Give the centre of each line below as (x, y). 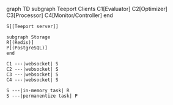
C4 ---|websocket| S (33, 80)
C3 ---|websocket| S (33, 74)
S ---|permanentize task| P (42, 96)
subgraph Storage (28, 37)
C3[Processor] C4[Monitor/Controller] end (60, 15)
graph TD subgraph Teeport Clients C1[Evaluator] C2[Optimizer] (87, 9)
